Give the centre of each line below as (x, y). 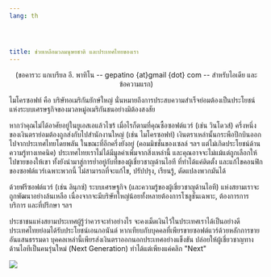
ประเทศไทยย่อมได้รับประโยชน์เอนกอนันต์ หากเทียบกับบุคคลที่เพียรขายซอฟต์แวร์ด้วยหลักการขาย (135, 230)
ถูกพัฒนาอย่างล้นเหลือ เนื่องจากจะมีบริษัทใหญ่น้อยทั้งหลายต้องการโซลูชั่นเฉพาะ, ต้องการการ (129, 195)
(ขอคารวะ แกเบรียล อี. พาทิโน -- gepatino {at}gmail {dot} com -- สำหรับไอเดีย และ (136, 74)
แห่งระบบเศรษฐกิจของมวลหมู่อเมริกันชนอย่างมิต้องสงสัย (82, 109)
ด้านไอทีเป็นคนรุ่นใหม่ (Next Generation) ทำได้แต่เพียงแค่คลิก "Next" (108, 248)
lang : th (24, 16)
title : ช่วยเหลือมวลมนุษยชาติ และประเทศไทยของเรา (74, 52)
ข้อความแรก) (136, 84)
